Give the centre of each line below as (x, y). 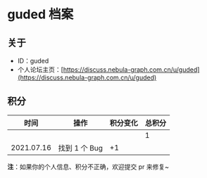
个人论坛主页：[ (40, 70)
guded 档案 (40, 14)
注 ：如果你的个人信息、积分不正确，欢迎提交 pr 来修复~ (88, 167)
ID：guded (33, 61)
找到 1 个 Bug (81, 148)
